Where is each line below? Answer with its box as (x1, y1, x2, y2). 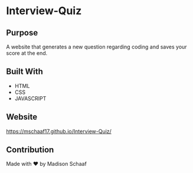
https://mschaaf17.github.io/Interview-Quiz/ (6, 128, 112, 135)
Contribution (6, 145, 54, 155)
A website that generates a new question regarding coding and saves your (6, 43, 187, 50)
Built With (6, 67, 43, 77)
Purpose (6, 28, 38, 38)
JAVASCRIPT (14, 94, 47, 102)
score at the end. (6, 50, 48, 57)
